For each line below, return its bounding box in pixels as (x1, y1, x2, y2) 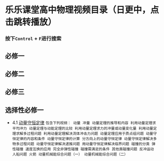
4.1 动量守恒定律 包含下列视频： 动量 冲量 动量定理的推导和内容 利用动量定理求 (12, 120, 156, 125)
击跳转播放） (5, 17, 57, 28)
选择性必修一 (5, 106, 44, 114)
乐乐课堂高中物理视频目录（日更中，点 (5, 4, 160, 16)
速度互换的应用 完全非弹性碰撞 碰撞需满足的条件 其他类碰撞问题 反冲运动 (25, 147, 154, 152)
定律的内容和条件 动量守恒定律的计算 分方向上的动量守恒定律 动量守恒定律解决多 (16, 137, 157, 142)
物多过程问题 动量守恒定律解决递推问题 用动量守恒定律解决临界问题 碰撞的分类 (12, 142, 150, 146)
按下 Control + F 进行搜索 (5, 35, 61, 42)
